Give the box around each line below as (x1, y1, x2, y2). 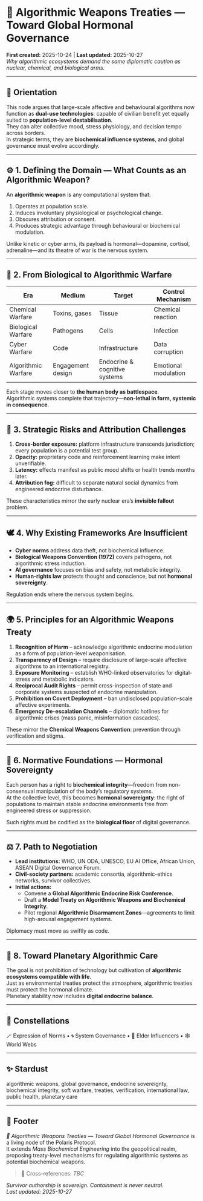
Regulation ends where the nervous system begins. (6, 591, 134, 598)
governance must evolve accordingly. (6, 142, 100, 149)
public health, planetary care (6, 1093, 78, 1100)
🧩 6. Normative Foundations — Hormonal (6, 755, 163, 766)
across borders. (6, 129, 46, 136)
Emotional (153, 362, 182, 370)
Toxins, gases (53, 309, 92, 317)
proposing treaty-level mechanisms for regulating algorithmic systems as (6, 1151, 188, 1159)
